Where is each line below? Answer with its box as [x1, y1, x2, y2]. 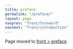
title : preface [5, 7, 36, 12]
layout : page [5, 16, 32, 21]
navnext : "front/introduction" [5, 25, 69, 30]
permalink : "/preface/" [5, 12, 54, 16]
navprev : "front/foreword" [5, 20, 60, 26]
